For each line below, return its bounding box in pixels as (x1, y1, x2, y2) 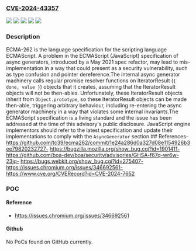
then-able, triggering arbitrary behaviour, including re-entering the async (6, 102, 182, 109)
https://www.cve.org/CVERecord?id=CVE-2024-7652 (6, 170, 135, 177)
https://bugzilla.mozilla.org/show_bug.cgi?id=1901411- (49, 145, 180, 152)
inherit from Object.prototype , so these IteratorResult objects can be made (6, 95, 187, 103)
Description (6, 33, 40, 41)
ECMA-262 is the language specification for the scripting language (6, 46, 167, 53)
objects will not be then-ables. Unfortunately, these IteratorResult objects (6, 89, 183, 96)
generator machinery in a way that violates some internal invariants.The (6, 108, 178, 115)
